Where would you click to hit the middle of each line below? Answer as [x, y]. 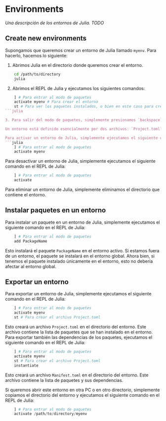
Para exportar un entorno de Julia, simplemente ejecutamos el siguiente [78, 294]
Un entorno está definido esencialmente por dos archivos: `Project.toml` [84, 129]
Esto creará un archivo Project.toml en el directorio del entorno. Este [76, 327]
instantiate [26, 365]
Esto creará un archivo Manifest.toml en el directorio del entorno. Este [77, 375]
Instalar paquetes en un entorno [56, 210]
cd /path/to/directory [37, 74]
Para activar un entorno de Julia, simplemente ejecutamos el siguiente [82, 138]
